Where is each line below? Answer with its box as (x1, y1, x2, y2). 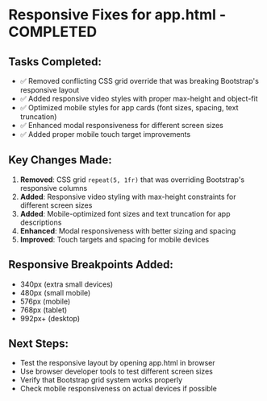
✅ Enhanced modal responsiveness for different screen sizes (19, 121, 223, 130)
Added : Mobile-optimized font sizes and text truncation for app (19, 209, 231, 218)
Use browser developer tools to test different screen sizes (19, 366, 214, 376)
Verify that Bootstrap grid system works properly (19, 375, 183, 385)
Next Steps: (8, 337, 69, 351)
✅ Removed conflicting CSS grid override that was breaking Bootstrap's (19, 76, 260, 85)
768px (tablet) (19, 304, 68, 315)
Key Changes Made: (8, 153, 112, 167)
